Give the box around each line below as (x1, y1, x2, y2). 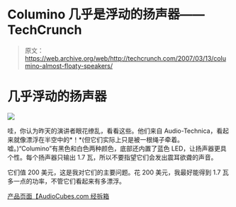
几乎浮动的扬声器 (7, 89, 108, 105)
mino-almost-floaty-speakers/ (24, 61, 113, 70)
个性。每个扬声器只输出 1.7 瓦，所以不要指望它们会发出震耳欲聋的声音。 (7, 153, 218, 161)
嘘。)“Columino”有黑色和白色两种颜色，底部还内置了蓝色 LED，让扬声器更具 (7, 144, 227, 153)
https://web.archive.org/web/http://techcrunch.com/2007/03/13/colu (24, 54, 227, 62)
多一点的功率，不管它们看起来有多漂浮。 (7, 177, 125, 185)
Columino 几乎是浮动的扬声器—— (7, 6, 206, 23)
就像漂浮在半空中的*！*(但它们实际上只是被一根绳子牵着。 (13, 135, 184, 143)
